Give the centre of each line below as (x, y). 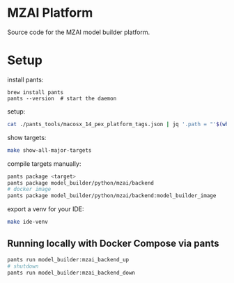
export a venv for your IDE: (46, 209)
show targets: (27, 137)
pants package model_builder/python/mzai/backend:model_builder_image (112, 196)
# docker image (29, 190)
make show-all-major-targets (49, 150)
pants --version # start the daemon (62, 98)
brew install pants (36, 92)
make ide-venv (28, 222)
